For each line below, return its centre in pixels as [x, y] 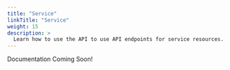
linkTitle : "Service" [38, 20]
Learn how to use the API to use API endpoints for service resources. [119, 40]
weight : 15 [23, 26]
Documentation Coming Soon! [50, 59]
